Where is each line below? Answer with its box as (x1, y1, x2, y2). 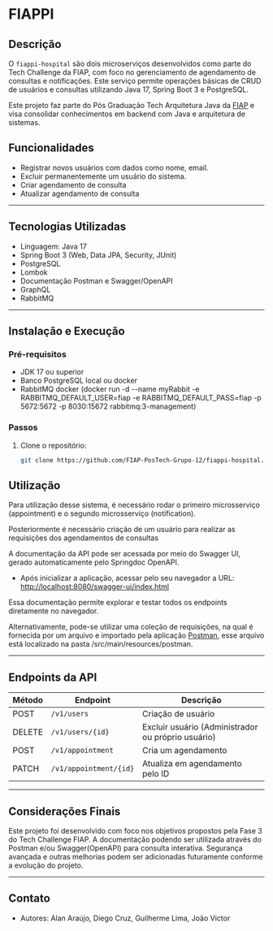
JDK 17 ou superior (19, 367, 84, 377)
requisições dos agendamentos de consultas (8, 533, 159, 543)
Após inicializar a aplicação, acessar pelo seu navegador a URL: (19, 574, 235, 583)
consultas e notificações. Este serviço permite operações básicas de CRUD (8, 76, 262, 85)
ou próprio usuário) (141, 732, 217, 743)
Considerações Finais (8, 804, 121, 818)
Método (12, 695, 43, 706)
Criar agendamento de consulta (19, 180, 127, 189)
